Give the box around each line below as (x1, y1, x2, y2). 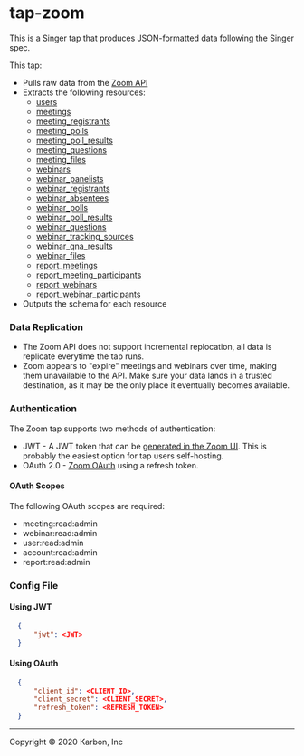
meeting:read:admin (22, 518, 98, 529)
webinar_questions (35, 221, 107, 232)
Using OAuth (9, 658, 59, 669)
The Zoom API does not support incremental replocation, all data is (22, 342, 272, 353)
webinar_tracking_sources (35, 231, 134, 241)
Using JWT (9, 601, 52, 612)
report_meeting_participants (35, 269, 142, 280)
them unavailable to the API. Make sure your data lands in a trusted (22, 370, 273, 382)
